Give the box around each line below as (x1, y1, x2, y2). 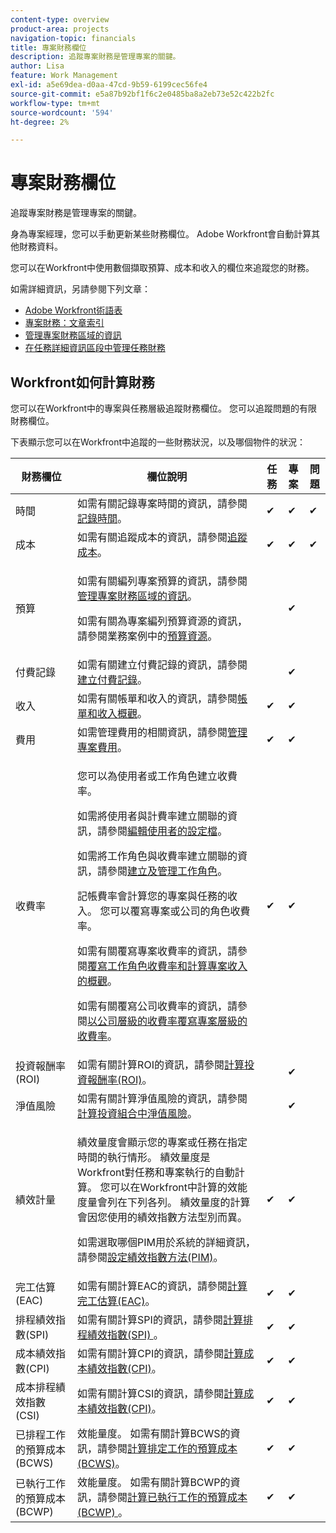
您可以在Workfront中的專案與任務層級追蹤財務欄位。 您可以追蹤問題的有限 (10, 402, 318, 414)
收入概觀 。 (97, 707, 148, 720)
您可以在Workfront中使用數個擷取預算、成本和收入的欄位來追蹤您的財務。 (10, 262, 315, 274)
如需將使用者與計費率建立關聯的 (77, 809, 228, 823)
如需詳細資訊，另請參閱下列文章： (10, 283, 151, 295)
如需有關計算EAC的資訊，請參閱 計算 (77, 1279, 248, 1293)
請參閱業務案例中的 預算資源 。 (77, 629, 218, 643)
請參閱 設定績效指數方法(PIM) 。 (77, 1251, 224, 1264)
